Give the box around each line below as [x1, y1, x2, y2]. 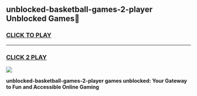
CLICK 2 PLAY [6, 53, 47, 61]
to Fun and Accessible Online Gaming [6, 83, 100, 90]
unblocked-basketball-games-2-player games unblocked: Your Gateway [6, 77, 188, 84]
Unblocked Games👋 [6, 14, 80, 24]
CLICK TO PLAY [6, 31, 52, 40]
